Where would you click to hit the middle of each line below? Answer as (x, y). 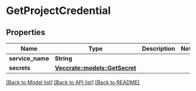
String (63, 58)
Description (159, 49)
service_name (29, 58)
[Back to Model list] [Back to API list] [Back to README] (73, 82)
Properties (26, 32)
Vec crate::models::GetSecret (95, 68)
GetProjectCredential (58, 11)
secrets (20, 68)
